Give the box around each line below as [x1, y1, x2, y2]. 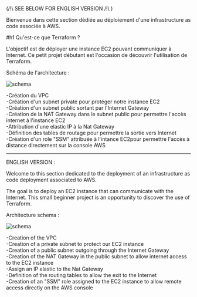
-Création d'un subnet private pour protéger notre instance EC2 [6, 98, 160, 105]
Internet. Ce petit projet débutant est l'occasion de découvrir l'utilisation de [6, 52, 188, 58]
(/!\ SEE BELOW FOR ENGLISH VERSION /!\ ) [6, 5, 113, 12]
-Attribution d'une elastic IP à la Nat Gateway [6, 123, 115, 130]
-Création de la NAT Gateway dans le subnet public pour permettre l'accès [6, 111, 186, 117]
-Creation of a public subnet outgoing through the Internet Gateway [6, 247, 169, 254]
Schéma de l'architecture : [6, 69, 70, 76]
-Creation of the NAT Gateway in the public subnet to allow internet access [6, 253, 187, 260]
